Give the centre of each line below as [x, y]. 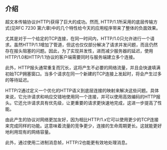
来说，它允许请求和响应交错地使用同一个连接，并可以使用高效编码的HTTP [81, 97]
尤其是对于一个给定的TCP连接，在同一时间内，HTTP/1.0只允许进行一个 [78, 38]
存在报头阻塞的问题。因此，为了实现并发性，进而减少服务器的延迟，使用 [79, 50]
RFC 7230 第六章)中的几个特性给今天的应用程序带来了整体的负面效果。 [88, 28]
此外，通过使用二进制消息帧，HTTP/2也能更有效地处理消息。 [68, 142]
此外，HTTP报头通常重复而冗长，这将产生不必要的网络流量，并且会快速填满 [83, 67]
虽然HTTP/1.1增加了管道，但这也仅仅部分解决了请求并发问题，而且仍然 [86, 45]
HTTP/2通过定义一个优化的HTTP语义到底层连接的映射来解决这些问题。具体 [82, 90]
